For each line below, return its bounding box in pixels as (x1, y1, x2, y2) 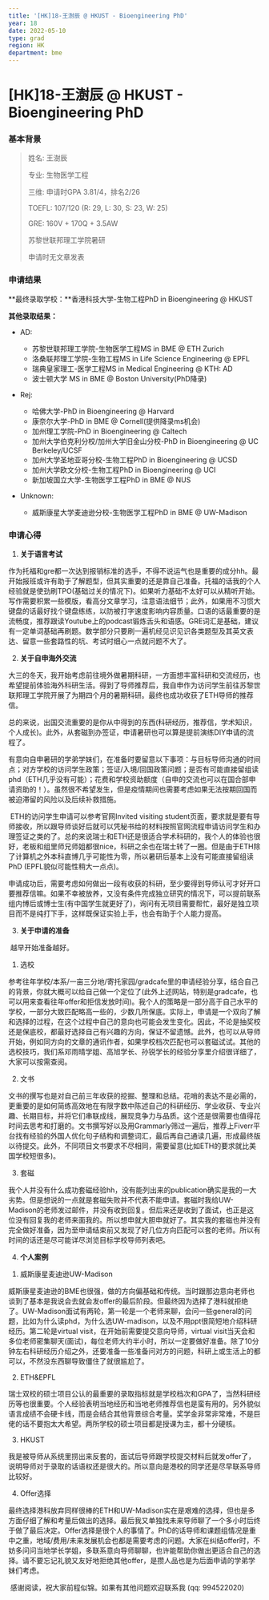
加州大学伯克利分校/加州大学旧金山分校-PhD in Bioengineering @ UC (31, 436, 259, 445)
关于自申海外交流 (19, 654, 77, 663)
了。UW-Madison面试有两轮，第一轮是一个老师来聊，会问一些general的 (8, 1307, 246, 1316)
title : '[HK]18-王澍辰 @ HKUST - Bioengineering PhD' (8, 11, 188, 20)
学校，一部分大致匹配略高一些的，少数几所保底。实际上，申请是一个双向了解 (8, 1007, 261, 1017)
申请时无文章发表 (27, 252, 85, 262)
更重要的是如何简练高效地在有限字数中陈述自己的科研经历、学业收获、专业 (8, 1101, 254, 1110)
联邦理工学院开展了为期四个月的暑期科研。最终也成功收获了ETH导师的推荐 (8, 691, 254, 700)
